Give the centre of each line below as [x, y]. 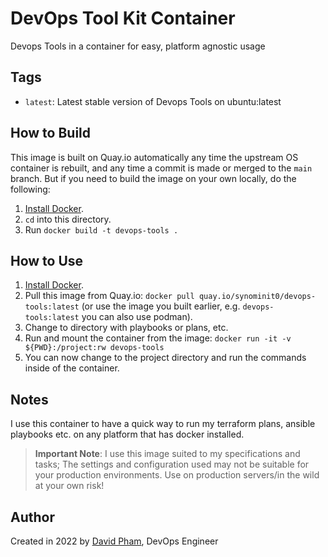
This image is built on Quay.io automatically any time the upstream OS [154, 157]
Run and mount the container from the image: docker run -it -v [158, 338]
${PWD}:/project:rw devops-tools [94, 348]
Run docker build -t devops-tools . [101, 229]
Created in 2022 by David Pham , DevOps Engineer [114, 541]
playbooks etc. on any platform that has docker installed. [127, 434]
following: [30, 189]
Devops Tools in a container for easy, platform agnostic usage [138, 46]
